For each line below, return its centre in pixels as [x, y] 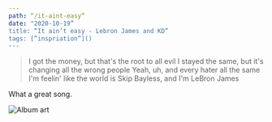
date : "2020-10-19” [41, 23]
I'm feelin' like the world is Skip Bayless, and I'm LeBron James [134, 78]
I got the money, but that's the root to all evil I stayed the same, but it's [146, 61]
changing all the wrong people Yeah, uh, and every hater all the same [144, 70]
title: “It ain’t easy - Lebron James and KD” [89, 31]
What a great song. [41, 95]
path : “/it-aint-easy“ [47, 16]
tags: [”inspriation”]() [50, 38]
